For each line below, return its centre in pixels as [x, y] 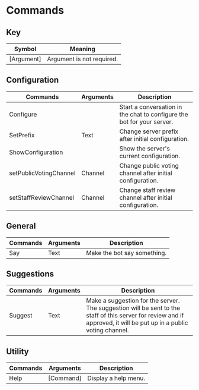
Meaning [83, 49]
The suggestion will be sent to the [133, 308]
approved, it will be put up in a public [137, 323]
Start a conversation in [151, 106]
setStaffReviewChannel [42, 197]
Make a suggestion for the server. [133, 301]
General [21, 226]
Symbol [25, 49]
